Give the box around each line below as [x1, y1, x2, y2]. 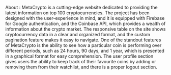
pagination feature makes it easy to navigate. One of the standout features [5, 37, 161, 43]
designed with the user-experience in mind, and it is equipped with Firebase [5, 15, 165, 21]
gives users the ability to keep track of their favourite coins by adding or [5, 59, 156, 64]
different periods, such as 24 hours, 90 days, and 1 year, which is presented [5, 48, 164, 54]
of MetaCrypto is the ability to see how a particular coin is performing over [5, 42, 162, 48]
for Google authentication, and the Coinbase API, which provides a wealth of [5, 20, 166, 27]
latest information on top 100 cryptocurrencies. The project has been [5, 10, 150, 16]
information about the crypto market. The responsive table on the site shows [5, 26, 166, 32]
